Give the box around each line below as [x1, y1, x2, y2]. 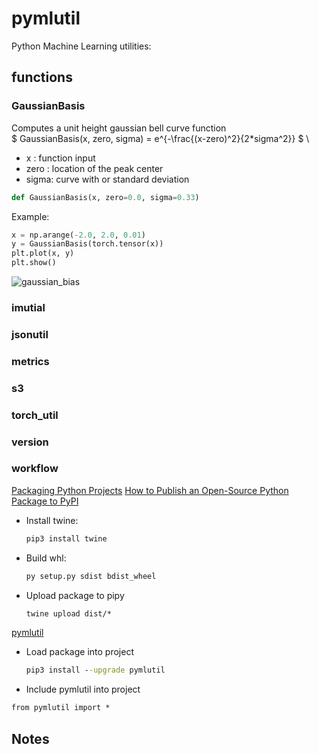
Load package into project [25, 646, 134, 658]
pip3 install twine [25, 533, 108, 544]
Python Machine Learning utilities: [11, 40, 152, 52]
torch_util [11, 408, 59, 422]
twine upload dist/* [25, 608, 112, 619]
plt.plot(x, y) [11, 248, 75, 259]
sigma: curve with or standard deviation [25, 173, 190, 185]
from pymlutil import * [11, 703, 111, 713]
